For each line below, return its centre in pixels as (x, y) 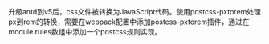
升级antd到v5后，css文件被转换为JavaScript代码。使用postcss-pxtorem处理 (134, 12)
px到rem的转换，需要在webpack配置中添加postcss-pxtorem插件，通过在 (129, 22)
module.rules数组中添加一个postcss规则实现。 (85, 32)
